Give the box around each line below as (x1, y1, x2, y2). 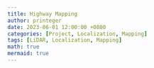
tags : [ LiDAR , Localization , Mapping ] (7, 37, 122, 44)
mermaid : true (7, 50, 50, 57)
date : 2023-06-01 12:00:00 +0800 (7, 23, 106, 30)
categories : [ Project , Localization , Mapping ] (7, 30, 148, 38)
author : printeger (7, 17, 62, 24)
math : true (7, 43, 40, 50)
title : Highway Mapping (7, 10, 78, 18)
